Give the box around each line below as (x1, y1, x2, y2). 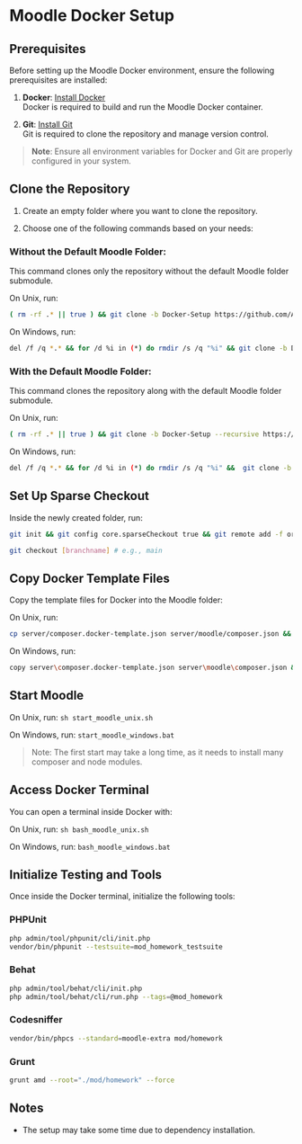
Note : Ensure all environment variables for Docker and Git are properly (31, 146, 293, 156)
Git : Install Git (22, 119, 74, 130)
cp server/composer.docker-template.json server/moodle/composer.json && (9, 630, 292, 639)
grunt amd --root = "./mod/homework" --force (9, 1076, 175, 1085)
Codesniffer (9, 1014, 63, 1026)
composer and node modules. (31, 756, 143, 767)
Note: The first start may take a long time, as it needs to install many (31, 746, 284, 757)
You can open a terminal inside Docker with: (9, 806, 173, 817)
